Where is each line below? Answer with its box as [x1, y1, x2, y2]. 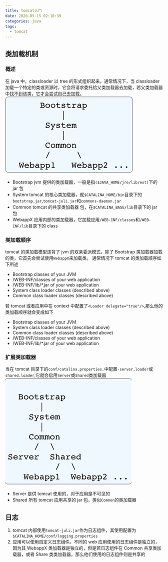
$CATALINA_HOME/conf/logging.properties [12, 534, 98, 539]
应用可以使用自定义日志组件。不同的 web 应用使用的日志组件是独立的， [12, 539, 160, 545]
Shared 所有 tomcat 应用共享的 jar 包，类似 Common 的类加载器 [12, 497, 136, 503]
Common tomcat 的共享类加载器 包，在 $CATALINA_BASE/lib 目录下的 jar [12, 204, 157, 210]
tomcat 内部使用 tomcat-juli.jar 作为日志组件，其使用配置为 [12, 527, 136, 533]
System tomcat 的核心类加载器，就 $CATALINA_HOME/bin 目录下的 [12, 191, 142, 197]
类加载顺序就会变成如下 [5, 309, 53, 315]
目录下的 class [28, 222, 58, 228]
